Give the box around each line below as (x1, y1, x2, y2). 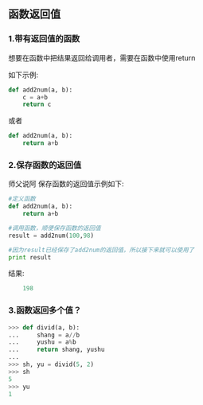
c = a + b (22, 93, 48, 101)
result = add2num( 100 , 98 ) (8, 232, 94, 239)
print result (8, 253, 52, 261)
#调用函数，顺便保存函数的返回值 (8, 224, 101, 232)
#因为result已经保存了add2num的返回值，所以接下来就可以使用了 (8, 246, 195, 254)
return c (22, 100, 52, 109)
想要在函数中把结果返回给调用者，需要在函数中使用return (8, 53, 196, 62)
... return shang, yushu (8, 345, 105, 354)
